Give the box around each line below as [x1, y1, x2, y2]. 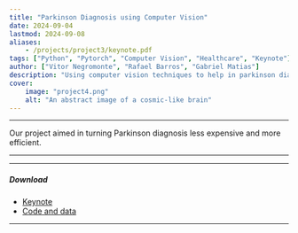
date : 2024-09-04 [9, 21, 74, 30]
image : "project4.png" [25, 87, 109, 96]
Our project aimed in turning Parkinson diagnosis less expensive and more [9, 128, 281, 138]
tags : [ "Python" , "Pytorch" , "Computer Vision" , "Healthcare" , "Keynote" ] [9, 54, 292, 63]
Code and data [21, 206, 77, 217]
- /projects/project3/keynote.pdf [25, 46, 153, 55]
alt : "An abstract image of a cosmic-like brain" [25, 95, 213, 105]
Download [9, 174, 49, 184]
